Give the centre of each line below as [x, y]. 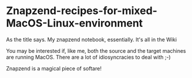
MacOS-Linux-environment [75, 23]
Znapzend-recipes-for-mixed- [82, 11]
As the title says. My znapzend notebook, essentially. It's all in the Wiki [92, 39]
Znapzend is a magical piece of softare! [54, 68]
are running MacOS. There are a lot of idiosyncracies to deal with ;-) [89, 57]
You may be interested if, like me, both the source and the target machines [96, 50]
